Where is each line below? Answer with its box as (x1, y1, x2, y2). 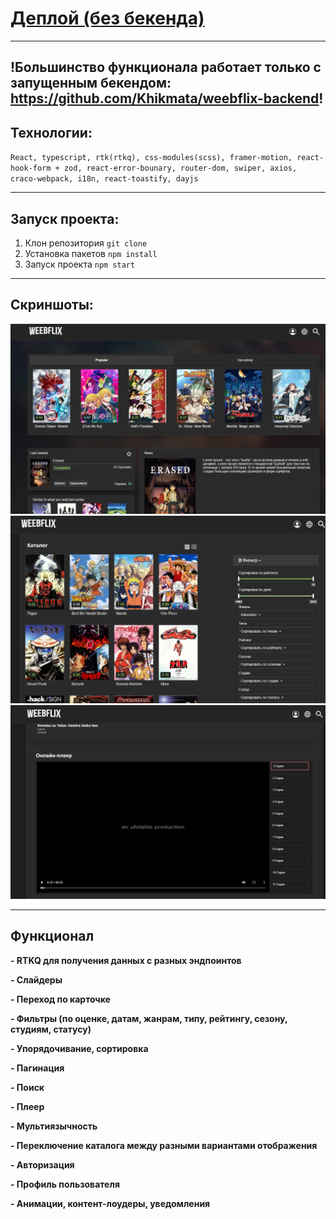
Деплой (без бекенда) (10, 7, 205, 30)
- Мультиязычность (10, 1120, 98, 1132)
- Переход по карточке (10, 993, 111, 1005)
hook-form (10, 163, 52, 174)
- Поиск (10, 1081, 45, 1093)
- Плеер (10, 1100, 45, 1112)
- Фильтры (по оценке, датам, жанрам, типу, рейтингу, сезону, (10, 1012, 288, 1024)
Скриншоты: (10, 297, 94, 314)
